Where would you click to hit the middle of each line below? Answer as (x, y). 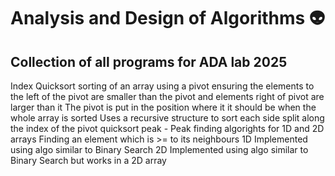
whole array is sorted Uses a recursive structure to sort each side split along (167, 118)
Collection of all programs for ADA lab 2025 (149, 61)
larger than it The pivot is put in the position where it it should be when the (163, 107)
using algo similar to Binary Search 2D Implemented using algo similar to (159, 149)
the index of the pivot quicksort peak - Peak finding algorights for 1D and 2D (167, 128)
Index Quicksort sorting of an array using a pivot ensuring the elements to (162, 86)
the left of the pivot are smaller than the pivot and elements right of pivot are (167, 96)
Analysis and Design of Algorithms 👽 (168, 18)
